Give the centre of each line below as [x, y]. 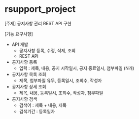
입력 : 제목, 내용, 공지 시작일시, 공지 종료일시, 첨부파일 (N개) [77, 68]
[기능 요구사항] [19, 34]
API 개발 [20, 44]
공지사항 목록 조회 [29, 74]
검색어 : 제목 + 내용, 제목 [43, 105]
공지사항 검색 [24, 99]
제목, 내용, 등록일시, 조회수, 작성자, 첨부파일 [61, 93]
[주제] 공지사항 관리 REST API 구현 [38, 23]
